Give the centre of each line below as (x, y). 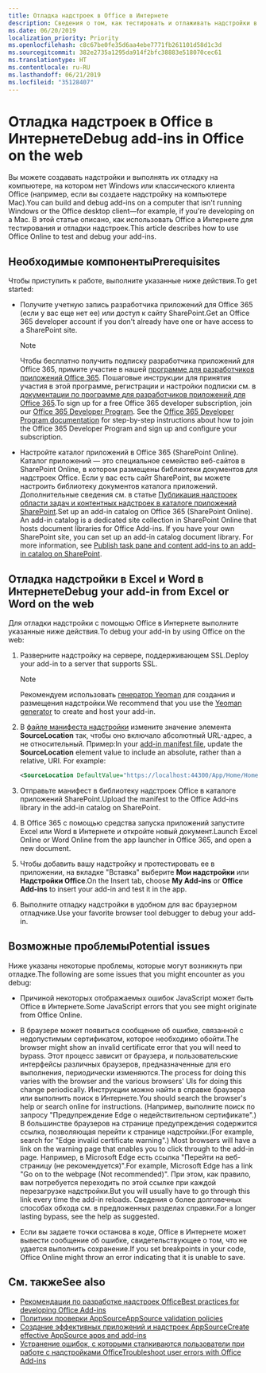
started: (21, 289)
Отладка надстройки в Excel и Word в (106, 579)
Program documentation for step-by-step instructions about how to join (137, 420)
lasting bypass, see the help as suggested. (90, 1216)
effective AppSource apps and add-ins (83, 1335)
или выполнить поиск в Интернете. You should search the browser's (133, 1098)
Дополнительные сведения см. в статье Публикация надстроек (128, 495)
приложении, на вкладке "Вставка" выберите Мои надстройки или (134, 872)
